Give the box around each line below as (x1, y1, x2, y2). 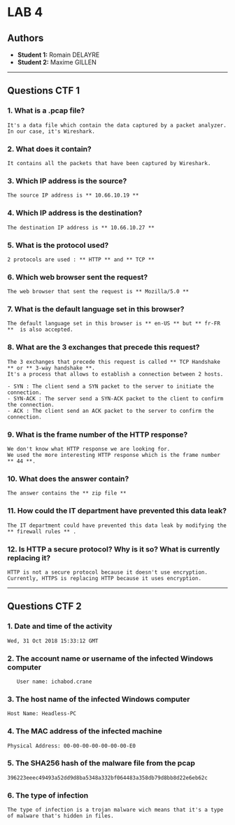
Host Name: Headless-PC (7, 710, 77, 717)
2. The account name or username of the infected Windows (7, 654, 213, 663)
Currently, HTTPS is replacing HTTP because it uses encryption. (7, 574, 201, 581)
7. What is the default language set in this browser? (7, 304, 185, 314)
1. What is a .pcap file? (7, 106, 85, 115)
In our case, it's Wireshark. (7, 127, 96, 135)
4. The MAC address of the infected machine (7, 726, 162, 736)
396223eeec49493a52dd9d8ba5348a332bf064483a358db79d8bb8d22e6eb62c (7, 774, 208, 781)
